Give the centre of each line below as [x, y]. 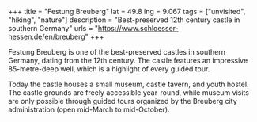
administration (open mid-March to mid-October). [89, 109]
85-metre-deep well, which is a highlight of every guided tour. [109, 69]
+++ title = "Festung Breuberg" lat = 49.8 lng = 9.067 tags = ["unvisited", [127, 11]
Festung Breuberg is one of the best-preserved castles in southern [117, 52]
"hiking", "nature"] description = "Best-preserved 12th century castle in [124, 20]
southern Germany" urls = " [53, 28]
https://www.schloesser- [138, 28]
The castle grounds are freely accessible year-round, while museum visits [128, 93]
